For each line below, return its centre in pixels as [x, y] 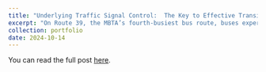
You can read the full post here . [59, 60]
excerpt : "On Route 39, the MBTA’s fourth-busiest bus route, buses [123, 23]
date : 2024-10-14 [37, 38]
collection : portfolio [46, 30]
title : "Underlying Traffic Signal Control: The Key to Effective [122, 15]
